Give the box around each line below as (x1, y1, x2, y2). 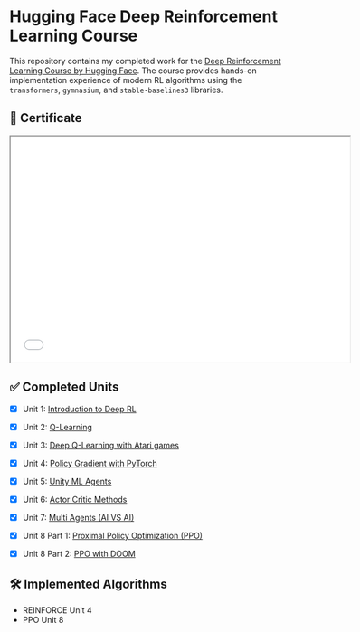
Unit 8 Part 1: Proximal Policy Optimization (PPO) (22, 531, 204, 541)
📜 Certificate (9, 110, 83, 126)
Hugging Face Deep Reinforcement (9, 6, 279, 27)
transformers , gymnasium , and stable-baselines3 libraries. (9, 84, 223, 95)
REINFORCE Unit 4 (22, 604, 92, 616)
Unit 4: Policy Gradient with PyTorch (22, 457, 158, 468)
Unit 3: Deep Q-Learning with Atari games (22, 439, 179, 450)
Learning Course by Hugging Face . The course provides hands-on (9, 65, 258, 76)
